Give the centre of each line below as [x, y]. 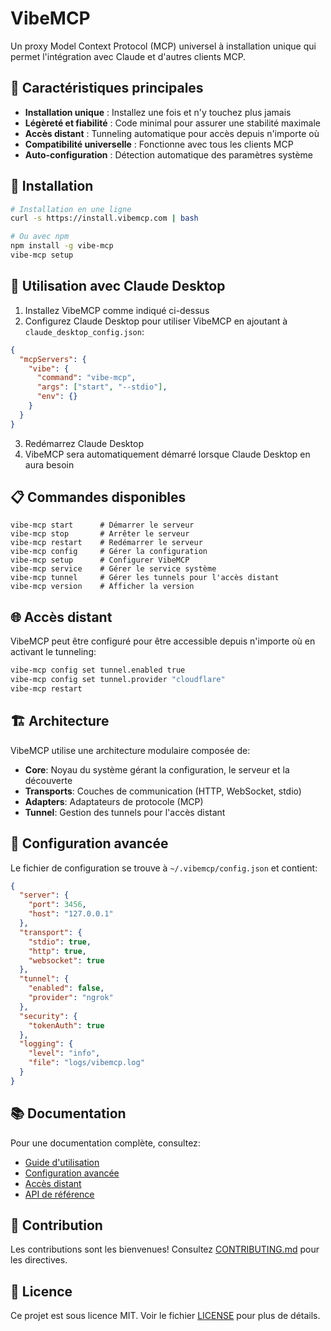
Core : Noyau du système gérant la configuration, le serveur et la [157, 769]
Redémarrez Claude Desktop [84, 443]
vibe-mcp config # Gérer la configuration [109, 552]
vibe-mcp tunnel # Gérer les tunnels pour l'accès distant [145, 578]
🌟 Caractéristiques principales [107, 88]
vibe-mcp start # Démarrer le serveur [102, 525]
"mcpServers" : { [53, 359]
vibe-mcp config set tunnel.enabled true [98, 670]
